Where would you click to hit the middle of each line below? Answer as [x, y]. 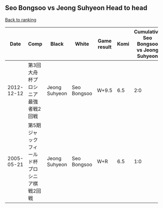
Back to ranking [21, 19]
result [105, 47]
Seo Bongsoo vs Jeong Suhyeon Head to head [76, 8]
